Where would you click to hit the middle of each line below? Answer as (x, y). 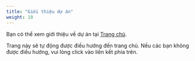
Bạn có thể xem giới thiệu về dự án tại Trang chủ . (67, 34)
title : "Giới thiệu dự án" (40, 12)
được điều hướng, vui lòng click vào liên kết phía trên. (72, 52)
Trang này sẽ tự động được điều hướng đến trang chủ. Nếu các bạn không (98, 46)
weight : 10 (20, 17)
